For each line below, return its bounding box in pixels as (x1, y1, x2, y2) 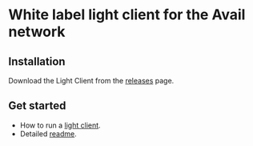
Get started (8, 99, 66, 113)
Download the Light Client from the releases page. (8, 76, 175, 85)
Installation (8, 55, 66, 68)
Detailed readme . (19, 128, 78, 138)
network (8, 22, 66, 41)
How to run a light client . (19, 120, 102, 130)
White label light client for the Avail (8, 6, 246, 24)
